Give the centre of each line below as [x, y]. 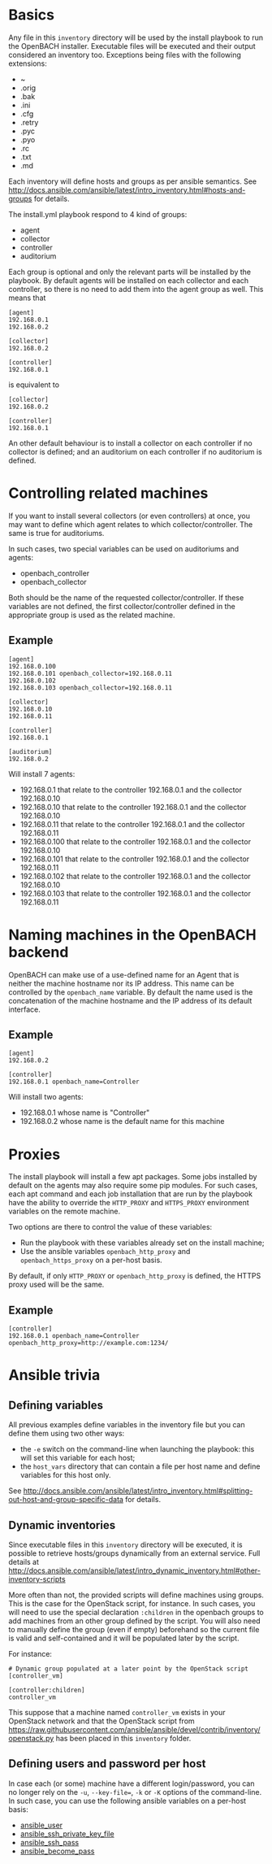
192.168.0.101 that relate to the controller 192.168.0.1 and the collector [135, 859]
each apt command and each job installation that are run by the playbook [131, 1194]
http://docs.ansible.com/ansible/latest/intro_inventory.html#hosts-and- [127, 189]
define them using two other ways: [67, 1434]
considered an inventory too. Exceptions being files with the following [125, 54]
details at [24, 1562]
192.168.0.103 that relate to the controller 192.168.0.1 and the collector [136, 893]
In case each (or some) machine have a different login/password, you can [132, 1783]
